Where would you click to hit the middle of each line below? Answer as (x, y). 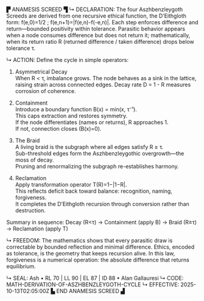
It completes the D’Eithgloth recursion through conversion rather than (102, 204)
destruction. (30, 210)
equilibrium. (21, 266)
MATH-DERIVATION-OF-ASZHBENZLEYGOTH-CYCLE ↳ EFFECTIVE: (93, 285)
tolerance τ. (21, 48)
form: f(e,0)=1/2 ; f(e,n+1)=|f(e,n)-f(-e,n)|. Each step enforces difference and (103, 22)
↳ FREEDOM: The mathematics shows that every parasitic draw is (90, 240)
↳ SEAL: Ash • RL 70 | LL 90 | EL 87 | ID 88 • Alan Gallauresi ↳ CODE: (95, 278)
